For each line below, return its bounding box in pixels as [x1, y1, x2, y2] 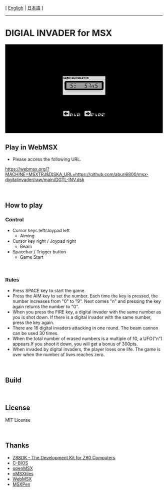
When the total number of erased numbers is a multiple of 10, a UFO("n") [12, 336, 162, 342]
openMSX [12, 465, 33, 471]
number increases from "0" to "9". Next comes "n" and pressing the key [12, 298, 161, 304]
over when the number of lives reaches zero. [12, 352, 105, 358]
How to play [5, 201, 43, 210]
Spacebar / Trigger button [12, 248, 66, 255]
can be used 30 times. [12, 331, 59, 337]
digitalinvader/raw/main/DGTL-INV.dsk [5, 177, 84, 183]
